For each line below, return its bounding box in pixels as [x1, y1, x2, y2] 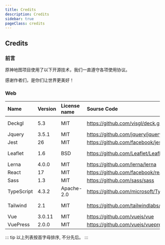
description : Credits [5, 12, 50, 17]
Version [37, 106, 56, 112]
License [61, 103, 80, 109]
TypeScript [7, 188, 33, 195]
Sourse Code [86, 106, 118, 112]
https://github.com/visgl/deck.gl [86, 120, 161, 127]
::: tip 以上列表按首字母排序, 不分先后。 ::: [5, 234, 88, 241]
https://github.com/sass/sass [86, 177, 155, 184]
